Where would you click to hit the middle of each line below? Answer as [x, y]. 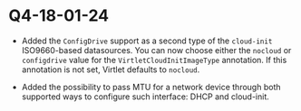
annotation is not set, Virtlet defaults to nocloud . [111, 69]
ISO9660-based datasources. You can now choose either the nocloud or [156, 50]
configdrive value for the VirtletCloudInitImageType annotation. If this [154, 60]
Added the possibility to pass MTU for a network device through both [151, 87]
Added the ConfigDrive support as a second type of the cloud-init [147, 41]
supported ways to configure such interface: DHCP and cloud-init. [145, 97]
